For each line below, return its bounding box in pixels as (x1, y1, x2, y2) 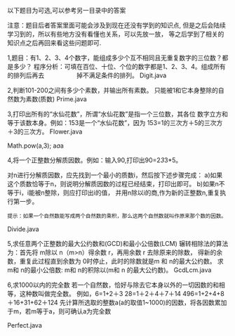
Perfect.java (7, 321, 42, 329)
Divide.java (7, 225, 40, 233)
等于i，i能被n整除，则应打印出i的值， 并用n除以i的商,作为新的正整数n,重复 (7, 188, 220, 197)
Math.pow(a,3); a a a (7, 141, 65, 150)
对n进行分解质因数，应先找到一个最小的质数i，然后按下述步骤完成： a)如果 (7, 171, 223, 179)
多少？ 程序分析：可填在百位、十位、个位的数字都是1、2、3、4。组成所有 (13, 63, 226, 70)
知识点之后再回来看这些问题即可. (7, 39, 102, 47)
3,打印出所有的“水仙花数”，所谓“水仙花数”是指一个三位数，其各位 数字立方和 (7, 110, 228, 118)
